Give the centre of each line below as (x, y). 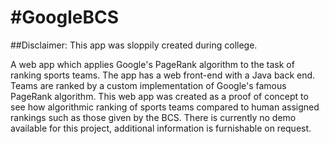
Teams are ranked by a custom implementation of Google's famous (148, 85)
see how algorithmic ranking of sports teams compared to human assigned (165, 107)
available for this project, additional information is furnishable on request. (161, 128)
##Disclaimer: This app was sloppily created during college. (134, 45)
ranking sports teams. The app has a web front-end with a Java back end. (163, 75)
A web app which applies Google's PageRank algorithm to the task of (152, 64)
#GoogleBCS (65, 17)
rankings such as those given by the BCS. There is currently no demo (153, 117)
